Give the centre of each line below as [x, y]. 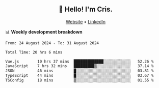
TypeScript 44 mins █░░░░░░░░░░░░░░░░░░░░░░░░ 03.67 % [79, 76]
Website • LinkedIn [86, 21]
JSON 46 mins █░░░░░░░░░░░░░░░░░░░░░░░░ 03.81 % [79, 71]
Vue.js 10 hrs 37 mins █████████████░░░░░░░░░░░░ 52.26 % [79, 62]
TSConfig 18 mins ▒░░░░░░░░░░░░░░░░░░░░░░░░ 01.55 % [79, 80]
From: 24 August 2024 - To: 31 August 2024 [52, 43]
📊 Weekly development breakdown [44, 32]
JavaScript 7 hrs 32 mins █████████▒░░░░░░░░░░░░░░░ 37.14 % [79, 66]
